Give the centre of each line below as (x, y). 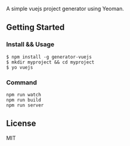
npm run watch (24, 95)
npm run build (24, 100)
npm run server (25, 105)
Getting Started (35, 27)
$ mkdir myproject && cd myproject (50, 62)
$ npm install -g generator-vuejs (49, 57)
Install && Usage (30, 44)
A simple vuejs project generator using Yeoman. (65, 9)
